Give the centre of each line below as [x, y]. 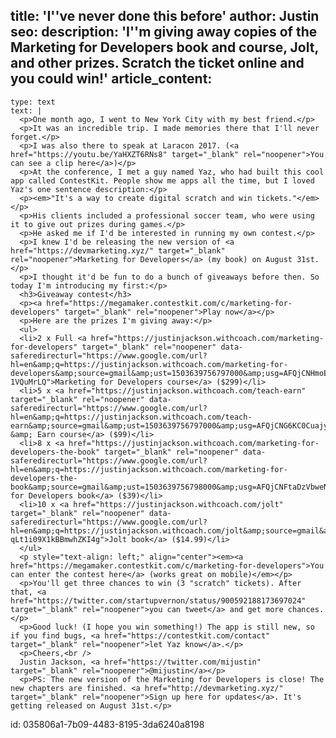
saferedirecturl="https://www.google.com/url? [109, 355]
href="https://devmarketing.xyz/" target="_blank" [118, 250]
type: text [33, 102]
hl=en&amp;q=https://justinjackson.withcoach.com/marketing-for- [149, 364]
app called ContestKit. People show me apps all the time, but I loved [162, 180]
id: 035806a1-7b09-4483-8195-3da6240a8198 [107, 724]
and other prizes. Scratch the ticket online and [157, 63]
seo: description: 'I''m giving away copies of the [164, 32]
